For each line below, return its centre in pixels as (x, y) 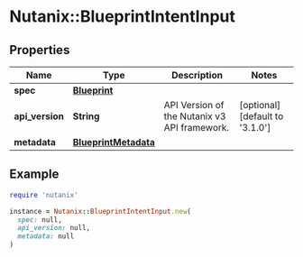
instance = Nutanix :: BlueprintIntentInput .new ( (101, 211)
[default (256, 116)
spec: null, (40, 220)
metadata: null (46, 236)
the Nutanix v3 (195, 116)
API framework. (197, 128)
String (86, 116)
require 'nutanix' (44, 195)
